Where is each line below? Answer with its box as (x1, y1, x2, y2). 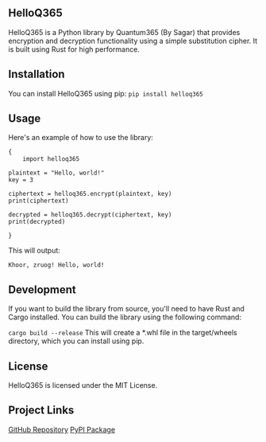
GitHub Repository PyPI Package (8, 424, 116, 434)
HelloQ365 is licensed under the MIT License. (8, 381, 158, 390)
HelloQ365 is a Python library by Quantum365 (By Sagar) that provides (8, 27, 241, 37)
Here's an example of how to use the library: (8, 133, 153, 143)
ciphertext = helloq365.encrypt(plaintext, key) (8, 190, 172, 198)
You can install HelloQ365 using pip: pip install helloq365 (8, 88, 204, 98)
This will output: (8, 246, 61, 256)
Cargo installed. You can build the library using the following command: (8, 312, 242, 322)
